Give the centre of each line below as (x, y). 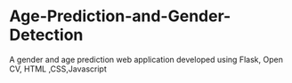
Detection (46, 35)
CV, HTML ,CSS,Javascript (58, 69)
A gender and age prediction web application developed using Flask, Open (146, 59)
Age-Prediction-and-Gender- (120, 16)
